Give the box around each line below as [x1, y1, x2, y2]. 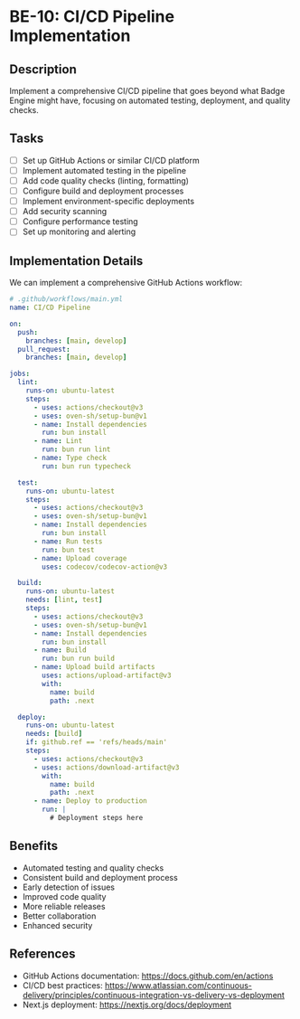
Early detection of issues [22, 882, 116, 892]
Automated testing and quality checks [22, 862, 164, 873]
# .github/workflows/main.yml [9, 295, 124, 304]
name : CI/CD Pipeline [9, 303, 91, 312]
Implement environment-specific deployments [22, 196, 195, 207]
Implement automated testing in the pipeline [22, 165, 187, 175]
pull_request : [17, 344, 70, 354]
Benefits [9, 838, 59, 854]
